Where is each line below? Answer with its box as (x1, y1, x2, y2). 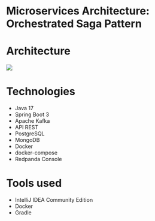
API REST (14, 124, 39, 131)
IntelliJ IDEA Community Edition (14, 196, 93, 203)
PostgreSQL (14, 130, 45, 137)
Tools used (6, 177, 62, 190)
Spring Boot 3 (14, 111, 50, 118)
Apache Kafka (14, 117, 50, 125)
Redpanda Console (14, 156, 62, 163)
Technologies (6, 85, 76, 98)
